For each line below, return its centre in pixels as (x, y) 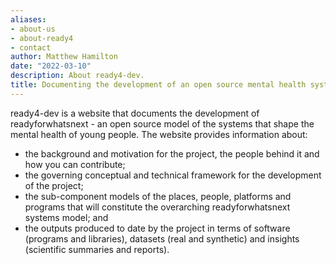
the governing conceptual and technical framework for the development (173, 175)
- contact (31, 47)
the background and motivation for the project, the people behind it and (172, 153)
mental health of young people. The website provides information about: (159, 134)
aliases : (28, 19)
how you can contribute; (75, 164)
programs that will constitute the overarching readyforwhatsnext (157, 207)
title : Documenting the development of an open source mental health (158, 85)
